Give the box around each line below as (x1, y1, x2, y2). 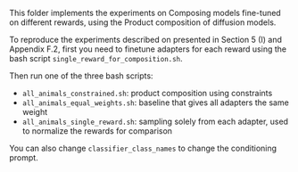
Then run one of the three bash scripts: (9, 70, 153, 81)
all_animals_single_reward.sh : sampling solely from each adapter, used (21, 116, 288, 127)
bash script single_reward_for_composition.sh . (9, 53, 183, 63)
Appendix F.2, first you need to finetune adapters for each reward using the (9, 44, 287, 54)
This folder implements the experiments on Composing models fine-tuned (9, 8, 281, 18)
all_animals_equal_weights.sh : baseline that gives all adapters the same (21, 97, 290, 108)
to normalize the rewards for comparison (21, 126, 172, 136)
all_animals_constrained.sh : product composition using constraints (21, 88, 273, 98)
